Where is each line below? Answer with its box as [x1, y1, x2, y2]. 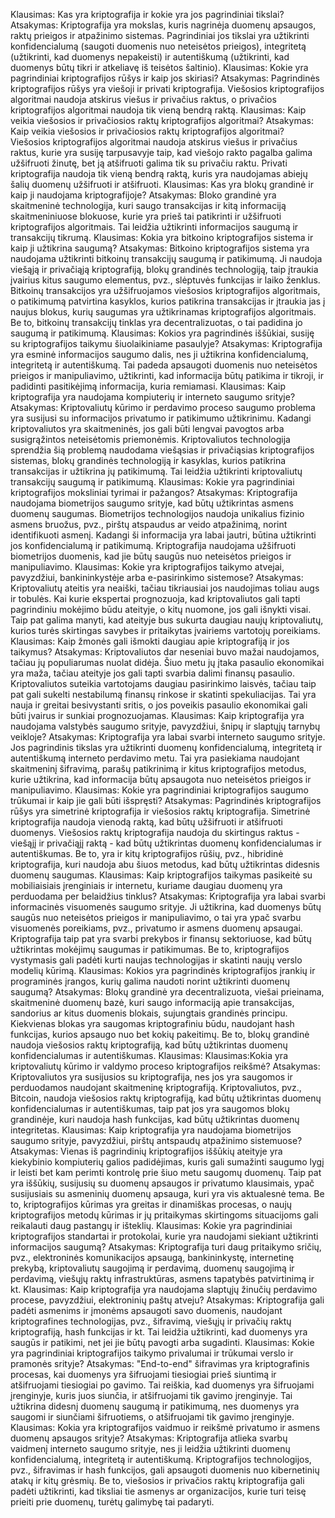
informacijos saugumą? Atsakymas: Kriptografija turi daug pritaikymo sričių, [10, 1241, 322, 1253]
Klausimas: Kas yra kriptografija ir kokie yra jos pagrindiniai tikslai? [10, 9, 285, 20]
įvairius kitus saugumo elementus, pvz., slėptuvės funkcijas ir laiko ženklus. [10, 274, 321, 286]
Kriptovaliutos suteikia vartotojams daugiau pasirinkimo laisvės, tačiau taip [10, 678, 317, 689]
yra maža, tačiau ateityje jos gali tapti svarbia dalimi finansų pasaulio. [10, 667, 295, 679]
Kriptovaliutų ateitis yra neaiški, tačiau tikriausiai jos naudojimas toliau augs [10, 582, 320, 594]
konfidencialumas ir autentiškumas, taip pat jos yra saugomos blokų [10, 1103, 290, 1114]
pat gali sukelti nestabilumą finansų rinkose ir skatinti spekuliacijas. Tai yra [10, 689, 317, 700]
